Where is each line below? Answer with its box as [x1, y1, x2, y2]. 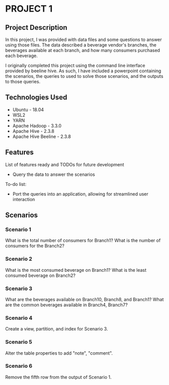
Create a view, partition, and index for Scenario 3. [5, 326, 108, 332]
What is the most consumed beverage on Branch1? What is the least [5, 267, 147, 273]
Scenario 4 [5, 314, 33, 321]
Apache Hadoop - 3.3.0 [12, 122, 62, 129]
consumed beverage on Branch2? [5, 272, 76, 278]
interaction [12, 196, 35, 202]
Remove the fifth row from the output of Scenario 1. [5, 374, 112, 380]
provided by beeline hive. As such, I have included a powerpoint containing [5, 68, 161, 74]
